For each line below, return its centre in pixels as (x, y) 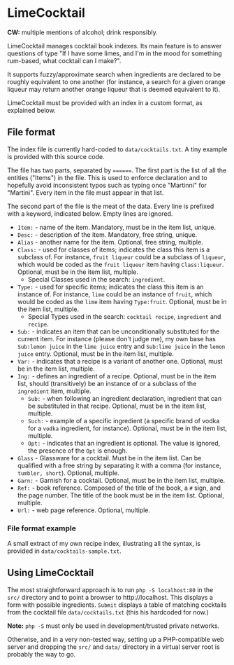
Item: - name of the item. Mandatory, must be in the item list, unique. (117, 227)
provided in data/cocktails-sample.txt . (64, 551)
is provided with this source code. (56, 156)
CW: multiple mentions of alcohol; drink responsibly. (83, 32)
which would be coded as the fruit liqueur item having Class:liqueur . (120, 264)
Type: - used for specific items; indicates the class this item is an (110, 287)
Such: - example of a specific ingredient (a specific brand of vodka (124, 420)
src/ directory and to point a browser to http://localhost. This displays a (110, 597)
